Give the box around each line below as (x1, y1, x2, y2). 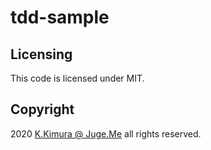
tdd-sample (10, 6, 110, 29)
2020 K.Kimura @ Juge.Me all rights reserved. (10, 127, 202, 140)
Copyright (10, 101, 75, 118)
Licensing (10, 46, 73, 63)
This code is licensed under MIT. (10, 72, 145, 84)
